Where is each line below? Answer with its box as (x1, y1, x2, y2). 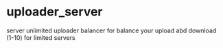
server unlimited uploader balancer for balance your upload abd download (6, 26, 217, 34)
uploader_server (6, 4, 103, 20)
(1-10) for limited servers (6, 33, 76, 41)
